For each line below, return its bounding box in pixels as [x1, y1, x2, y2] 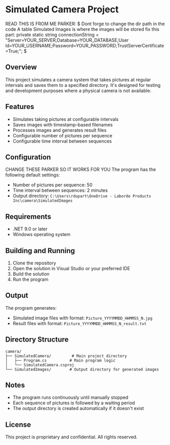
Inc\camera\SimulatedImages [12, 198, 73, 204]
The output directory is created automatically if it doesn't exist [12, 405, 144, 412]
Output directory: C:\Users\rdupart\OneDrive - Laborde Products [12, 193, 152, 199]
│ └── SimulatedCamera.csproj [5, 362, 74, 367]
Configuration [5, 153, 51, 162]
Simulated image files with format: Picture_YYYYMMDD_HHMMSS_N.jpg [12, 315, 153, 321]
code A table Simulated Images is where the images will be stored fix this [5, 26, 160, 32]
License [5, 420, 31, 429]
